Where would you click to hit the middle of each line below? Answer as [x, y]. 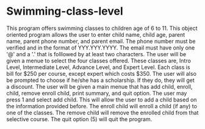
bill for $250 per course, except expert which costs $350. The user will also [102, 73]
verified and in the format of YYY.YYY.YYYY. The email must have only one [101, 48]
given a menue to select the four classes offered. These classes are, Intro [99, 61]
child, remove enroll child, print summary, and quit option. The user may [97, 93]
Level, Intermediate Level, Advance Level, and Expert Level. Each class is [98, 67]
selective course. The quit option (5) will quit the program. [79, 119]
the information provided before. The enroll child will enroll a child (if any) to [102, 106]
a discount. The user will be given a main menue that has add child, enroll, [99, 86]
